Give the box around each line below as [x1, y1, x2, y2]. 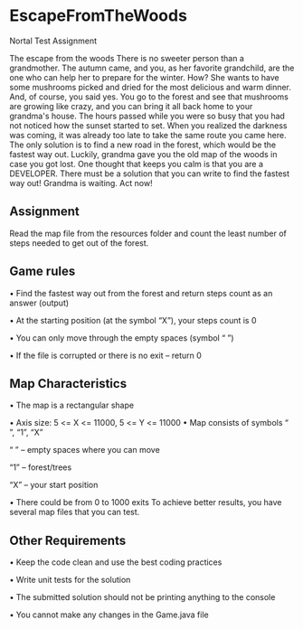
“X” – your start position [9, 480, 99, 491]
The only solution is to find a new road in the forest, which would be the [9, 139, 277, 150]
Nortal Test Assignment [9, 35, 98, 46]
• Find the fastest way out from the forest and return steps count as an [9, 287, 273, 298]
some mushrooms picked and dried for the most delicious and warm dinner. [9, 81, 292, 92]
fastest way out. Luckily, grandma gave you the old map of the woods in [9, 148, 278, 159]
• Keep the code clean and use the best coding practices [9, 557, 223, 568]
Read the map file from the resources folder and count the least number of [9, 228, 288, 239]
